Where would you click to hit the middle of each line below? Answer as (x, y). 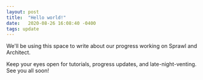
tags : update (23, 29)
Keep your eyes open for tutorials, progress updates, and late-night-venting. (101, 64)
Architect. (18, 53)
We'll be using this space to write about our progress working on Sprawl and (102, 46)
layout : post (23, 12)
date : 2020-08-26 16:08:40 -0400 (51, 23)
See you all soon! (28, 71)
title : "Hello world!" (36, 18)
